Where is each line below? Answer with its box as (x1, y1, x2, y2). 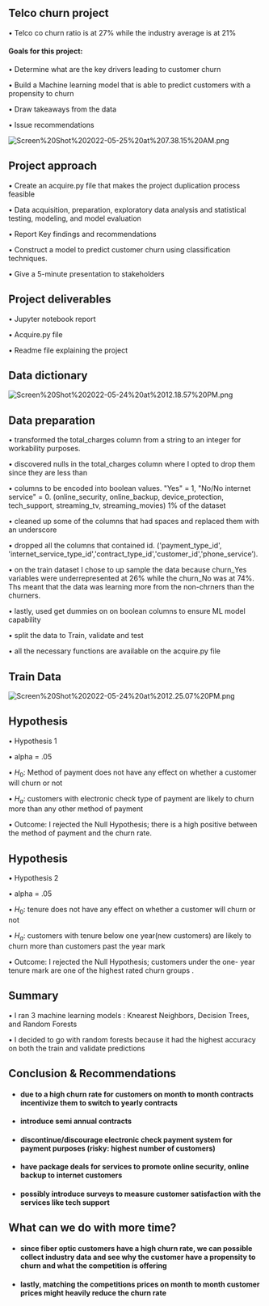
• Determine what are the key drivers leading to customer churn (8, 65, 221, 74)
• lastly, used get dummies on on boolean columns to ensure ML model (8, 607, 246, 616)
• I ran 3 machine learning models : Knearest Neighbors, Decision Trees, (8, 1010, 250, 1020)
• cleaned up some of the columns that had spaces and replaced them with (8, 517, 260, 526)
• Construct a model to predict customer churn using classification (8, 244, 231, 254)
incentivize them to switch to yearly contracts (19, 1097, 178, 1107)
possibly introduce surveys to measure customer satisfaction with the (19, 1189, 261, 1199)
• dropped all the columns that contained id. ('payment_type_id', (8, 541, 222, 551)
